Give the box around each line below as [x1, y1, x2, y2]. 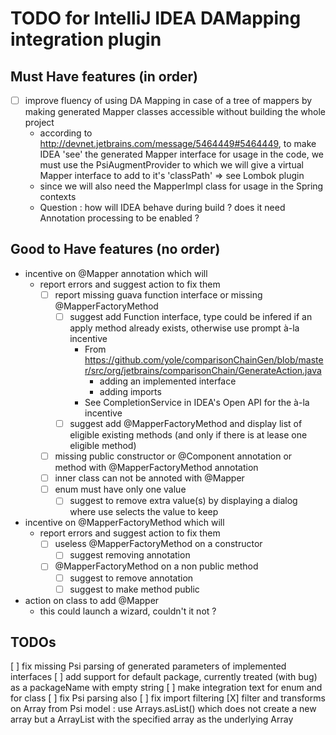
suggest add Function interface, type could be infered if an [69, 310, 313, 322]
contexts [39, 191, 77, 203]
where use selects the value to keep [69, 506, 219, 518]
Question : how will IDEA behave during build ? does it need [39, 202, 286, 214]
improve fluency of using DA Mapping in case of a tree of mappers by [24, 95, 313, 106]
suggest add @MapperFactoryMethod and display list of [69, 418, 303, 429]
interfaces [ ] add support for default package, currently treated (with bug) [10, 671, 318, 683]
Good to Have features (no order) [10, 241, 221, 258]
